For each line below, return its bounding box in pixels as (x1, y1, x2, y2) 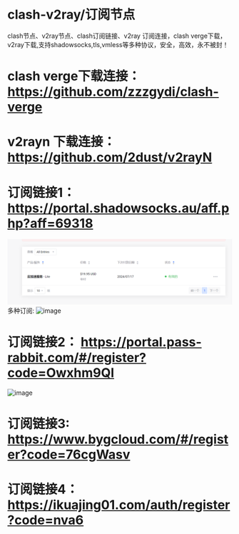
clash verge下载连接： (7, 69, 141, 84)
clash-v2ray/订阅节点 (7, 6, 136, 23)
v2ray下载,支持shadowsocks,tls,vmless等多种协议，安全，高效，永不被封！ (7, 40, 229, 49)
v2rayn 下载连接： (7, 133, 116, 150)
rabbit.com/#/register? (7, 350, 146, 366)
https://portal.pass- (81, 334, 202, 351)
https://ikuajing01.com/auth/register (7, 497, 230, 513)
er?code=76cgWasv (7, 447, 131, 463)
